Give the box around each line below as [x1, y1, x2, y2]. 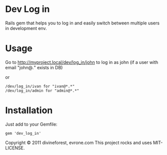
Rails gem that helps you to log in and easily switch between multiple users [5, 20, 160, 26]
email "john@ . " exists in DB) [5, 64, 63, 70]
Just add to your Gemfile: [5, 121, 57, 127]
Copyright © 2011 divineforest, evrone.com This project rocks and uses [5, 140, 152, 146]
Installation [5, 105, 53, 116]
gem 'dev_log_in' [5, 131, 41, 136]
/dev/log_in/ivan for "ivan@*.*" [5, 84, 75, 89]
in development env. [5, 25, 47, 31]
